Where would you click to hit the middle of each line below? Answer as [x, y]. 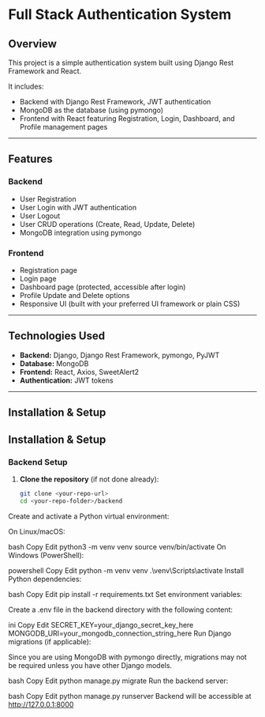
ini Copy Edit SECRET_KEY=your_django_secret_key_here [101, 625]
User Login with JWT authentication [78, 207]
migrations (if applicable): [50, 641]
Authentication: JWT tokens [66, 380]
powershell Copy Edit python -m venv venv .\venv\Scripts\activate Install [126, 570]
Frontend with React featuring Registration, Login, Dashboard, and [127, 119]
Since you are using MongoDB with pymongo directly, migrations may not [127, 657]
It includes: [26, 86]
